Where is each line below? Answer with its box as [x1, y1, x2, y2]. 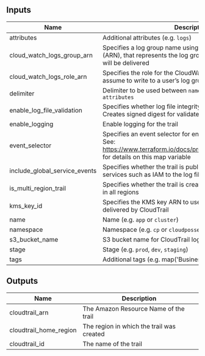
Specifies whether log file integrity [103, 102, 201, 111]
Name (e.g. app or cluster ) [103, 215, 179, 224]
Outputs [6, 276, 38, 286]
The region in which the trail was [82, 322, 176, 330]
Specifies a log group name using [103, 43, 199, 51]
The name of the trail [82, 339, 142, 348]
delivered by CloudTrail [103, 205, 169, 213]
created [82, 330, 105, 338]
